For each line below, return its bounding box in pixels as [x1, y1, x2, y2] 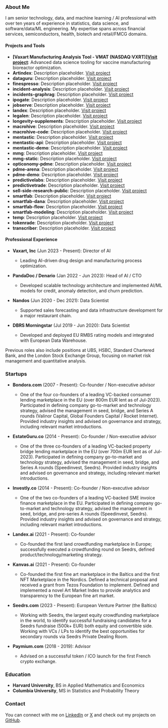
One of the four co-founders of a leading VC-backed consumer [20, 392, 151, 397]
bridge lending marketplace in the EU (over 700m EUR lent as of [20, 449, 153, 454]
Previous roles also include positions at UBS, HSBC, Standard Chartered [5, 347, 154, 353]
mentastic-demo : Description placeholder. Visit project [12, 144, 128, 151]
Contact [5, 700, 26, 707]
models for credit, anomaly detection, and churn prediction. [20, 287, 143, 294]
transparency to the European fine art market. [20, 593, 115, 599]
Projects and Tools [5, 42, 45, 48]
